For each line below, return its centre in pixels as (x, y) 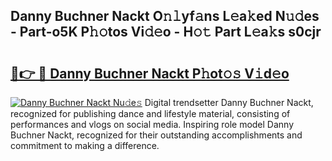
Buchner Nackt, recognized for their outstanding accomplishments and (156, 135)
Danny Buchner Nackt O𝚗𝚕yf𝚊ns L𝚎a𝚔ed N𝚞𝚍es (165, 16)
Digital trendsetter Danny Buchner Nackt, (229, 102)
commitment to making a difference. (85, 145)
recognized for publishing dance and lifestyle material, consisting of (150, 113)
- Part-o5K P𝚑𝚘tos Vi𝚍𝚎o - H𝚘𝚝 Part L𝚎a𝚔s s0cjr (166, 32)
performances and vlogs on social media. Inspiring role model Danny (152, 124)
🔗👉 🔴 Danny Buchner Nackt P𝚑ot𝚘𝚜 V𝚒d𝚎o (150, 73)
